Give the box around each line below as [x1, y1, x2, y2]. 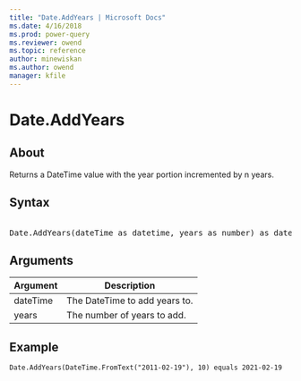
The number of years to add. [66, 309, 186, 322]
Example [9, 339, 59, 354]
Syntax [9, 195, 50, 210]
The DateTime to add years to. [66, 294, 193, 307]
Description [104, 279, 156, 292]
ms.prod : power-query [9, 30, 90, 38]
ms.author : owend [9, 63, 74, 72]
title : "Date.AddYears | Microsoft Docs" [9, 13, 167, 22]
